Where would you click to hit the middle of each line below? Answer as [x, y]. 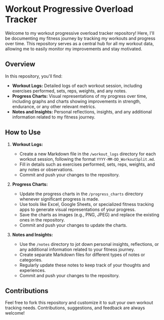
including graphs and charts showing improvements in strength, [76, 101]
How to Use [23, 132]
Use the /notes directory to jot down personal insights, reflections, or [89, 244]
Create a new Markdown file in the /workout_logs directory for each [88, 154]
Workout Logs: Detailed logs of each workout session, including [77, 86]
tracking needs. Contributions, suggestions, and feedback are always [75, 308]
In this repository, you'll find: [34, 76]
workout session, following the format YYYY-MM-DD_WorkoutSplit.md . [87, 159]
